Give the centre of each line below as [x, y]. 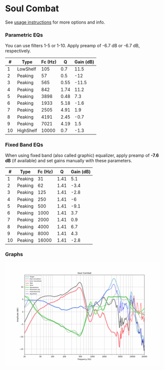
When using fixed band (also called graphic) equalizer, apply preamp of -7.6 [82, 155]
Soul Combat [32, 9]
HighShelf [27, 130]
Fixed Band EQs [24, 145]
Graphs [14, 254]
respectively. [18, 51]
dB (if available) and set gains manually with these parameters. [69, 161]
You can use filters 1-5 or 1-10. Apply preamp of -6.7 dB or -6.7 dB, [72, 46]
